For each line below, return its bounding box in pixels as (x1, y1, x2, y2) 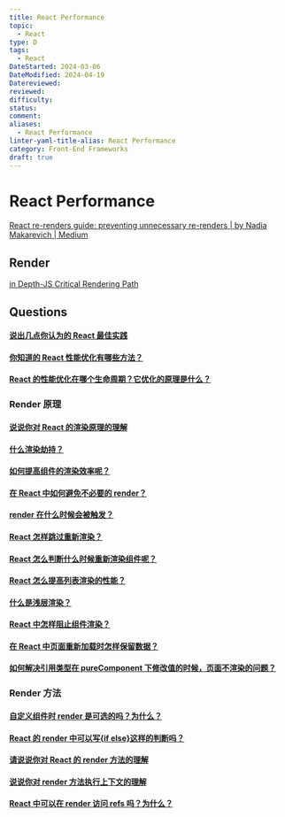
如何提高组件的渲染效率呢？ (9, 466, 111, 476)
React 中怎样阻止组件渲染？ (9, 619, 111, 629)
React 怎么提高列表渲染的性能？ (9, 575, 127, 586)
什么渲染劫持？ (9, 443, 64, 454)
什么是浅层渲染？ (9, 597, 72, 607)
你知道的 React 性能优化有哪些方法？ (9, 351, 143, 363)
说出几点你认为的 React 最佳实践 (9, 330, 128, 341)
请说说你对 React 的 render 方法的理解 (9, 754, 149, 766)
